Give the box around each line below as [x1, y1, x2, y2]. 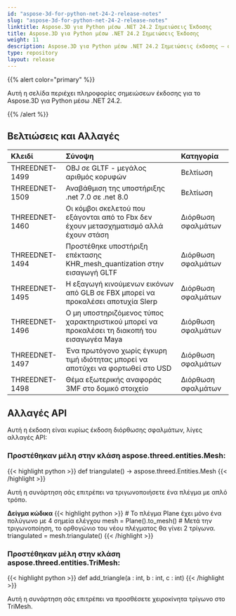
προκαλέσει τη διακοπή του [65, 325, 157, 335]
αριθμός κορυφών [65, 171, 127, 181]
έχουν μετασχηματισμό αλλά [65, 221, 164, 230]
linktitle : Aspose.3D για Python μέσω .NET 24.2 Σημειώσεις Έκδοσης [7, 23, 212, 30]
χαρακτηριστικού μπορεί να [65, 317, 158, 327]
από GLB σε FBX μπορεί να [65, 287, 156, 297]
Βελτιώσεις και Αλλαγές [7, 131, 120, 143]
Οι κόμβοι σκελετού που [65, 203, 146, 213]
